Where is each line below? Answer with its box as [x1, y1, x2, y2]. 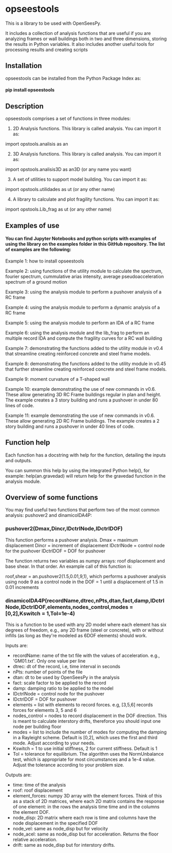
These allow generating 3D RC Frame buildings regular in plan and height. [5, 391, 162, 397]
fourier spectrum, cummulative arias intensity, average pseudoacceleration [5, 273, 164, 280]
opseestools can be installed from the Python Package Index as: [5, 75, 141, 81]
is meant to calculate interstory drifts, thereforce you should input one [12, 718, 161, 724]
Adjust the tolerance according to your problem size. [12, 761, 124, 768]
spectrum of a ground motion [5, 278, 68, 285]
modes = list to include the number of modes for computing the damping [12, 729, 167, 735]
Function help [5, 438, 50, 447]
